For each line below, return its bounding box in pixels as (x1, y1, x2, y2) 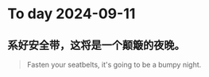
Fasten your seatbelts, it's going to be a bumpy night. (26, 60, 202, 69)
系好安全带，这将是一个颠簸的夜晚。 (7, 38, 185, 52)
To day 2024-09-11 (7, 5, 136, 23)
